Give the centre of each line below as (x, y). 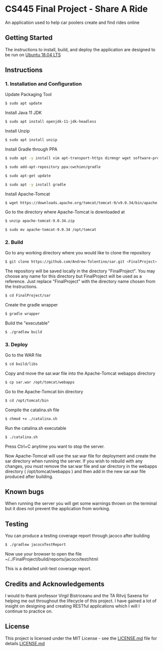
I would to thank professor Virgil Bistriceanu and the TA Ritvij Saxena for (77, 595)
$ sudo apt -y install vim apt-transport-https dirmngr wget (68, 158)
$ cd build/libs (21, 364)
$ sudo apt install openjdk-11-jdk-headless (51, 122)
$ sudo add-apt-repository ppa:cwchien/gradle (53, 167)
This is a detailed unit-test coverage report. (48, 569)
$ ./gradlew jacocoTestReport (36, 545)
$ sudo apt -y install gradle (36, 184)
